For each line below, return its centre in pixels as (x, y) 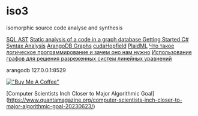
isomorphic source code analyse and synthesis (64, 28)
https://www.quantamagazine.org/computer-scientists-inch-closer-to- (95, 100)
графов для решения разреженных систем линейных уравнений (89, 58)
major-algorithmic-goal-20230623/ (50, 106)
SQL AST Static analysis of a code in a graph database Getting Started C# (97, 39)
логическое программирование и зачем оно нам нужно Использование (99, 52)
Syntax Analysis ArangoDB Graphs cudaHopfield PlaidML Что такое (90, 46)
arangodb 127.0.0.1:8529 (36, 70)
